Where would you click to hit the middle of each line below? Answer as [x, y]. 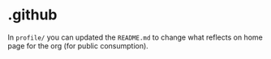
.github [32, 15]
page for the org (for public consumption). [78, 45]
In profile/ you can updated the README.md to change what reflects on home [135, 37]
